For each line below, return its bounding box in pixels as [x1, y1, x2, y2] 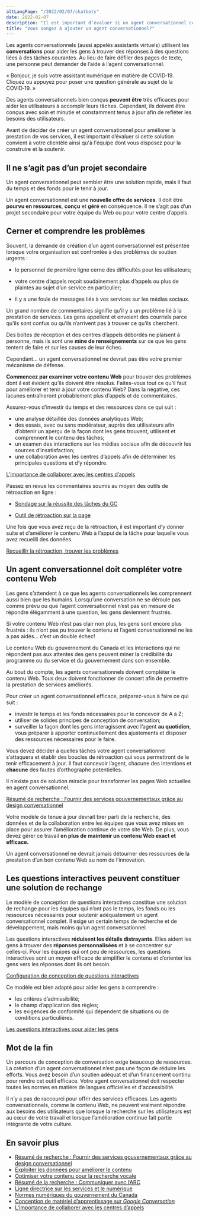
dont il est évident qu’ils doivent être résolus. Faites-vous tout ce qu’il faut [6, 379, 187, 386]
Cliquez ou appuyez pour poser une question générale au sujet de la [6, 78, 173, 86]
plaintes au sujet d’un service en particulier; [14, 283, 121, 291]
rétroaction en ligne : [6, 488, 57, 496]
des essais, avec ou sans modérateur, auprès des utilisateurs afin [14, 421, 175, 428]
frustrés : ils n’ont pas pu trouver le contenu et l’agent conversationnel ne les [6, 626, 193, 633]
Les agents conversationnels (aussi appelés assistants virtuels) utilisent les [6, 42, 190, 49]
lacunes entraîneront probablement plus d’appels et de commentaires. [6, 392, 178, 399]
